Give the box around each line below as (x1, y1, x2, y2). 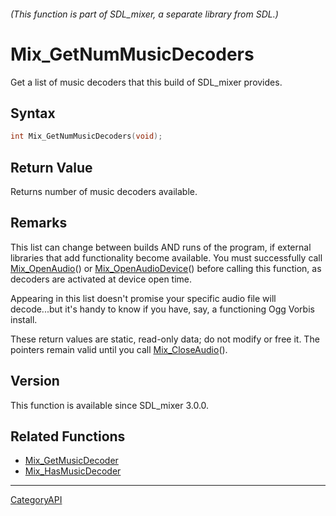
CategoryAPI (10, 494, 63, 506)
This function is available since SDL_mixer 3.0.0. (10, 399, 210, 411)
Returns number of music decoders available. (10, 186, 198, 198)
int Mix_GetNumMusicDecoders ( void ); (10, 131, 163, 142)
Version (10, 373, 60, 390)
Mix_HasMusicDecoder (24, 465, 122, 477)
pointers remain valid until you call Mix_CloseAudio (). (10, 343, 228, 355)
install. (10, 313, 38, 325)
